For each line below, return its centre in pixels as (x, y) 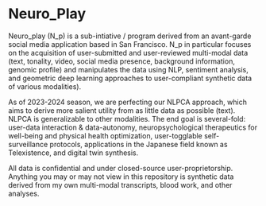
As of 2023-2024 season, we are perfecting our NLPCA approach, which (128, 102)
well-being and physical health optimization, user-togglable (105, 135)
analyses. (24, 193)
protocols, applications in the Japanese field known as (139, 144)
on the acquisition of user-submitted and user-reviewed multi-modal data (128, 52)
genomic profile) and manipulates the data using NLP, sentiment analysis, (128, 69)
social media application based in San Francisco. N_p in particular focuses (130, 44)
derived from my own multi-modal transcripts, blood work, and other (120, 185)
